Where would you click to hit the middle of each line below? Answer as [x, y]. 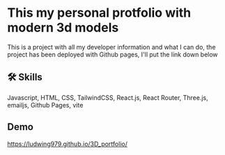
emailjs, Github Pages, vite [45, 105]
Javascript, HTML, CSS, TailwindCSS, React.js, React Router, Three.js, [108, 97]
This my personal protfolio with [99, 13]
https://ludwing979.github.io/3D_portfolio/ [67, 144]
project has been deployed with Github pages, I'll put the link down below [113, 54]
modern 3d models [63, 28]
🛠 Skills [25, 77]
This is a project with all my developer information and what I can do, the [111, 47]
